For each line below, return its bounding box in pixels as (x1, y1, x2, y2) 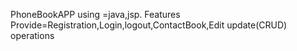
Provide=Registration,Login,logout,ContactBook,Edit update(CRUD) (10, 19, 288, 31)
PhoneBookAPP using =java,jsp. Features (10, 9, 181, 20)
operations (10, 30, 55, 41)
